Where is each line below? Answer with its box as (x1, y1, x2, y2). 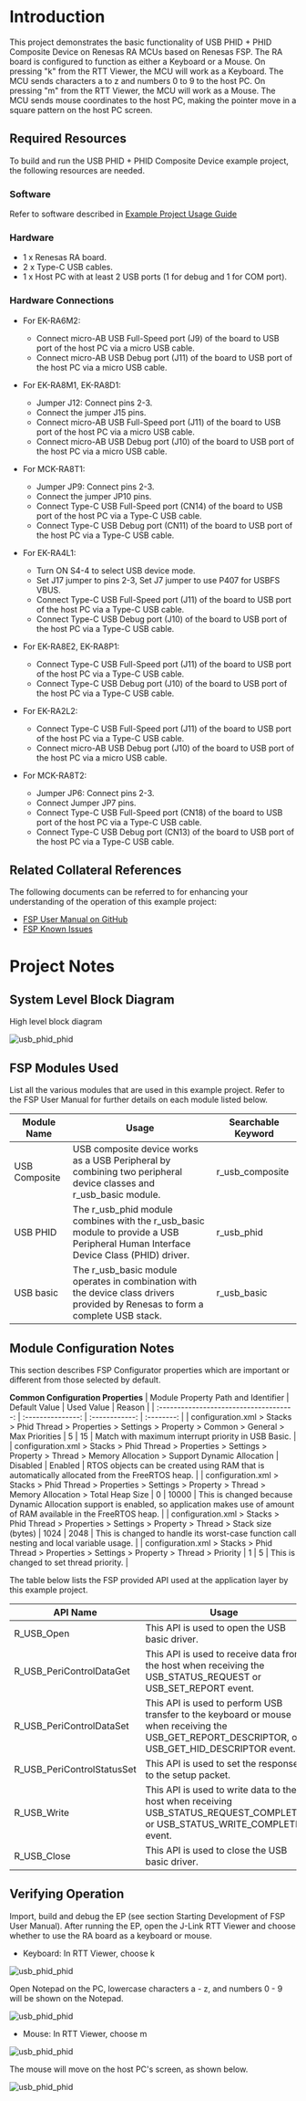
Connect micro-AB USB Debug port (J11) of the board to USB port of (36, 352, 293, 362)
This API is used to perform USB (145, 1697, 283, 1709)
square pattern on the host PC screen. (9, 104, 153, 115)
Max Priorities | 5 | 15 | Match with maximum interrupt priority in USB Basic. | (9, 1431, 297, 1442)
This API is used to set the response (145, 1758, 299, 1770)
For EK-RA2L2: (22, 705, 78, 716)
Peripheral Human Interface (72, 1237, 191, 1250)
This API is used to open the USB (145, 1622, 287, 1634)
